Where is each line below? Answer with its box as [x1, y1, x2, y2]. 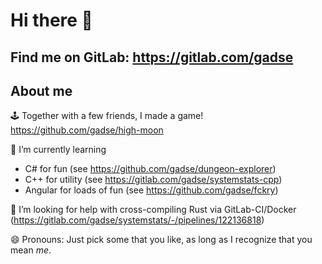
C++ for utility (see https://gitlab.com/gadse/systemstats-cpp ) [24, 174, 283, 186]
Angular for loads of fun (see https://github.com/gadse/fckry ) [24, 184, 279, 196]
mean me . [10, 244, 52, 256]
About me [10, 82, 73, 99]
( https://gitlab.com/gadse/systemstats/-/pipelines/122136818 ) [10, 214, 265, 226]
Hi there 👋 [10, 9, 93, 32]
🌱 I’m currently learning [10, 144, 107, 156]
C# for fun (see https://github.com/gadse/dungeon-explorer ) [24, 163, 277, 175]
